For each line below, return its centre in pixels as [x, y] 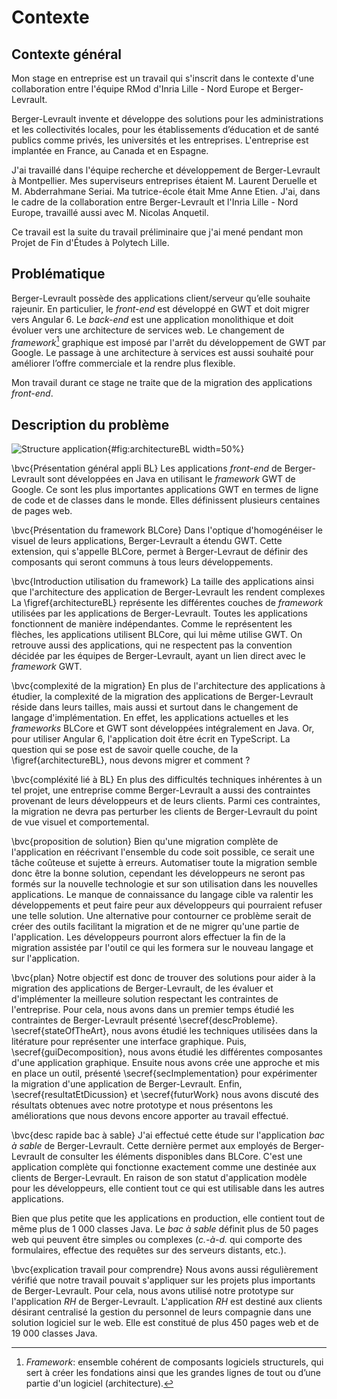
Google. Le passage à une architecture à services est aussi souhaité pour [162, 353]
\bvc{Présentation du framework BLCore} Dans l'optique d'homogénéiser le [167, 530]
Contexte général [67, 54]
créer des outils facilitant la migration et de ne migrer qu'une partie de [155, 927]
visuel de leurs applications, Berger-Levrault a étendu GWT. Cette [147, 541]
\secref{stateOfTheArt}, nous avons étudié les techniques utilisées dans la [164, 1031]
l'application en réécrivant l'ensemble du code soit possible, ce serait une [163, 852]
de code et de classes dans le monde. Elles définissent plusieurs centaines [166, 500]
